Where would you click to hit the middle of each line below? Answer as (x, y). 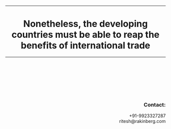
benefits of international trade (85, 46)
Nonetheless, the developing (85, 24)
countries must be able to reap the (85, 35)
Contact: (155, 105)
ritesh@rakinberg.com (142, 121)
